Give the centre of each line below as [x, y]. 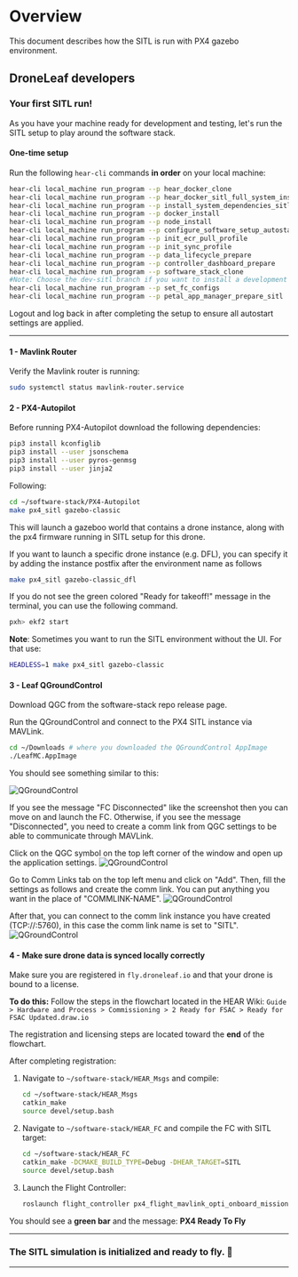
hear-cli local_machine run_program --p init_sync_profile [121, 246]
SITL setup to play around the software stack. [92, 133]
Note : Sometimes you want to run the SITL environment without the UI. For [145, 639]
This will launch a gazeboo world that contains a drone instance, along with [147, 527]
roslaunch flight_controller [76, 1204]
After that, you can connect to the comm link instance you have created [140, 916]
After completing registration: [63, 1061]
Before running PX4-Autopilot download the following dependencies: [135, 428]
